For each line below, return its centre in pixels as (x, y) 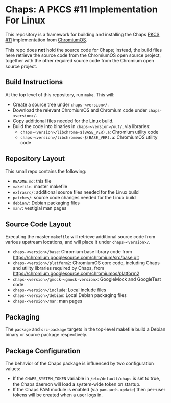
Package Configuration (43, 351)
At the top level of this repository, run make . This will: (60, 94)
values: (13, 369)
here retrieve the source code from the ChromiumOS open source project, (83, 55)
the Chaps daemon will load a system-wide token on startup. (77, 384)
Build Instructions (34, 82)
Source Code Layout (38, 224)
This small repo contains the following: (46, 171)
